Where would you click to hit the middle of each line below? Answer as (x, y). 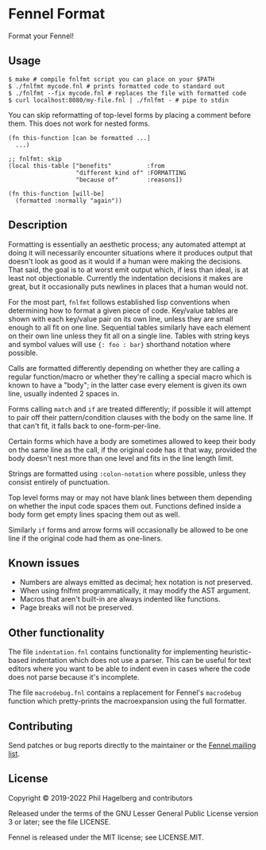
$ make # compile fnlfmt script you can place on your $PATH (112, 79)
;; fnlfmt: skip (35, 159)
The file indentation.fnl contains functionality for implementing (113, 652)
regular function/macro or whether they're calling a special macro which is (130, 376)
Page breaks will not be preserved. (77, 608)
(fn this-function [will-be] (56, 193)
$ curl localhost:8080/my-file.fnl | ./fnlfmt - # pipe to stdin (118, 100)
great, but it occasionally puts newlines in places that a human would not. (128, 287)
